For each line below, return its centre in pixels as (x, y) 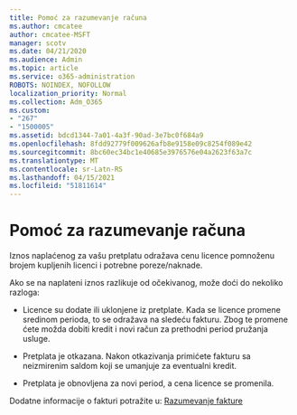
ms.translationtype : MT (54, 160)
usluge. (36, 339)
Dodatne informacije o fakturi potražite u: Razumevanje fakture (126, 401)
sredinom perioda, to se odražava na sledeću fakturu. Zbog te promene (155, 320)
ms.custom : (30, 110)
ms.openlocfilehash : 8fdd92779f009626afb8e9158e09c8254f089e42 (131, 144)
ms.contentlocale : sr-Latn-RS (66, 169)
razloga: (25, 292)
